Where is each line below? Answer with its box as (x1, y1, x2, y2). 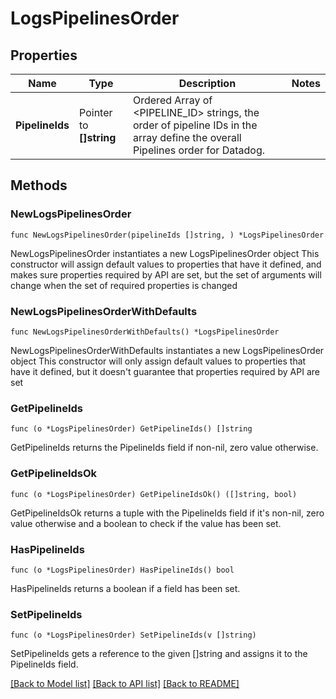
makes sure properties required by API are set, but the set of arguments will (10, 268, 322, 281)
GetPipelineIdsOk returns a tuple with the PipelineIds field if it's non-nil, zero (10, 507, 325, 519)
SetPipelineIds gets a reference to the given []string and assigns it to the (10, 648, 308, 660)
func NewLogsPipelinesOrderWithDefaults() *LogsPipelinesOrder (10, 327, 280, 337)
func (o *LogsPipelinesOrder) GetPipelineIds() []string (10, 424, 253, 434)
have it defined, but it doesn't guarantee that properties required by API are (10, 365, 320, 377)
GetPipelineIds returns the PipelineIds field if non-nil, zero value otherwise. (10, 442, 319, 454)
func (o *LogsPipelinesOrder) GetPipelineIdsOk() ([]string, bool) (10, 489, 298, 499)
